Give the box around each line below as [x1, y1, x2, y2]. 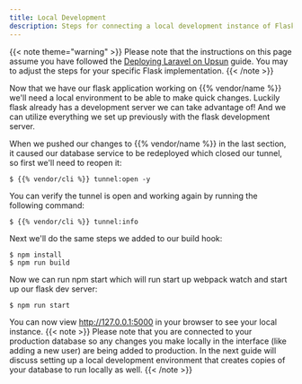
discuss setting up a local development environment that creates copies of [9, 354, 286, 365]
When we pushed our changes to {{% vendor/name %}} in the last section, [9, 138, 287, 149]
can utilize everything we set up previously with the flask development [9, 111, 271, 122]
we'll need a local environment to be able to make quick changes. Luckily [9, 92, 280, 103]
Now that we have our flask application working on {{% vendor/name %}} [9, 83, 282, 93]
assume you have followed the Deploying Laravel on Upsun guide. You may [9, 56, 289, 66]
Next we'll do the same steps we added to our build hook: [9, 232, 223, 243]
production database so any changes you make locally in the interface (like [9, 336, 288, 346]
